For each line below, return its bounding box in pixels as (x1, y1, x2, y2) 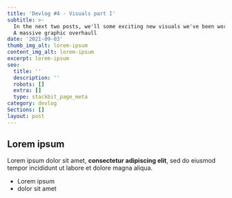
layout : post (7, 112, 45, 119)
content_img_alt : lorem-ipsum (7, 49, 95, 56)
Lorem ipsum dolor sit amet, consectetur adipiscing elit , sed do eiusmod (7, 157, 216, 165)
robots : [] (13, 81, 45, 88)
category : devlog (7, 100, 57, 107)
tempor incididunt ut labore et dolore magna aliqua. (7, 164, 153, 172)
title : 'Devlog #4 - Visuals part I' (7, 10, 116, 17)
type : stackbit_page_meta (13, 94, 88, 101)
